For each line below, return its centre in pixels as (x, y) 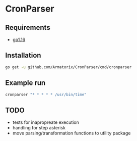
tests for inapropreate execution (46, 122)
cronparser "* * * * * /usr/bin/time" (46, 95)
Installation (23, 55)
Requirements (28, 28)
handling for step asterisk (39, 128)
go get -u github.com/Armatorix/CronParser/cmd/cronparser (68, 67)
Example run (25, 83)
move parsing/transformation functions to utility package (72, 133)
